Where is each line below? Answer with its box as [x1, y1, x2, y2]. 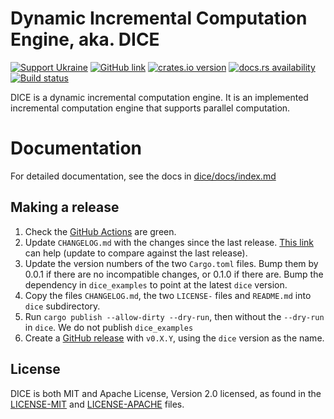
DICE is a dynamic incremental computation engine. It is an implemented [10, 91, 309, 103]
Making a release [10, 199, 120, 216]
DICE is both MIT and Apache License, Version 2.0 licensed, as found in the [10, 387, 322, 399]
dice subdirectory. [24, 300, 101, 312]
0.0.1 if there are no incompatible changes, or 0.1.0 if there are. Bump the [24, 268, 324, 280]
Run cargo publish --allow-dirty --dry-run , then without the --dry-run [24, 310, 325, 322]
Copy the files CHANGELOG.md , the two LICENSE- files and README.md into [24, 289, 312, 301]
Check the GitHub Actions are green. [24, 225, 177, 237]
